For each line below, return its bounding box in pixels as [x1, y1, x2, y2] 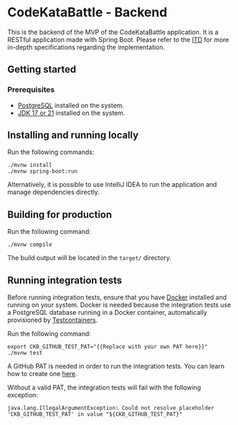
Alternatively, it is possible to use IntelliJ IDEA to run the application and [7, 181, 217, 189]
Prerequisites [7, 85, 55, 95]
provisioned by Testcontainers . [7, 316, 98, 324]
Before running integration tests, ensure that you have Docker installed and [7, 293, 227, 302]
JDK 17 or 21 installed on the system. [17, 108, 126, 117]
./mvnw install [7, 161, 53, 169]
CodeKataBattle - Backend [7, 4, 168, 21]
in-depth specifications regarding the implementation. [7, 43, 166, 51]
